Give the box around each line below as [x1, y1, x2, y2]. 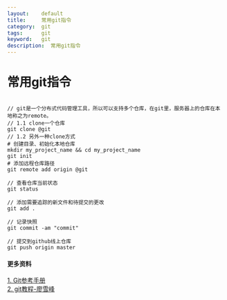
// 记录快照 [7, 218, 38, 225]
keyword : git [7, 36, 51, 43]
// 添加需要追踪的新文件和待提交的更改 [7, 199, 105, 206]
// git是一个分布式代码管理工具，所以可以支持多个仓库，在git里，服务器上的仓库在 [7, 105, 216, 112]
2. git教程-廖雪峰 [7, 285, 55, 293]
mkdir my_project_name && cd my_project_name [7, 146, 140, 153]
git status [7, 185, 39, 193]
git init [7, 152, 33, 159]
